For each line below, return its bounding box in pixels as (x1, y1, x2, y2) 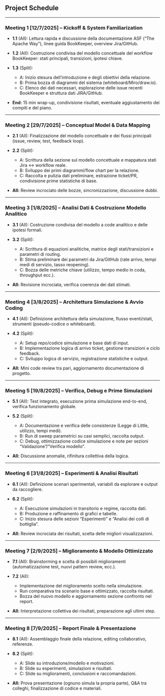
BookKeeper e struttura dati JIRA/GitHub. (19, 90, 103, 96)
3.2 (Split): (12, 236, 34, 242)
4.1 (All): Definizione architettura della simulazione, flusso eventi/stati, (12, 316, 153, 321)
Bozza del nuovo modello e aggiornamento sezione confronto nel (19, 593, 152, 599)
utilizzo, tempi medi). (19, 428, 62, 434)
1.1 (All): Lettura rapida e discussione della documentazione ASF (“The (12, 35, 155, 41)
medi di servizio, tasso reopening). (19, 261, 90, 267)
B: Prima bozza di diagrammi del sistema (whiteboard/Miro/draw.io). (19, 80, 157, 85)
